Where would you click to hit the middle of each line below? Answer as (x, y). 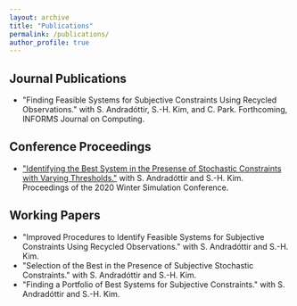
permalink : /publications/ (59, 34)
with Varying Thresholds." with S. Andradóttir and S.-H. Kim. (132, 178)
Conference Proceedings (80, 147)
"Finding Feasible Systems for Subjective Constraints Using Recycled (149, 100)
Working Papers (55, 215)
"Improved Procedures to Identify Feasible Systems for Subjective (143, 236)
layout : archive (39, 17)
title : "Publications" (51, 26)
